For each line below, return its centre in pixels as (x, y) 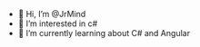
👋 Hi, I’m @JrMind (52, 14)
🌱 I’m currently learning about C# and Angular (104, 33)
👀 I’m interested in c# (58, 23)
